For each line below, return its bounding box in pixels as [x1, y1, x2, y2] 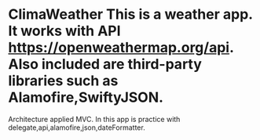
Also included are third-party [8, 56, 203, 74]
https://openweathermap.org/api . [8, 39, 234, 56]
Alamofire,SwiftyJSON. [8, 88, 163, 106]
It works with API [8, 22, 121, 40]
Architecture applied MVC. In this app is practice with [8, 114, 181, 124]
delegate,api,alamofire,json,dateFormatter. [8, 123, 145, 132]
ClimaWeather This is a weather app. [8, 5, 253, 23]
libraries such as [8, 72, 119, 90]
